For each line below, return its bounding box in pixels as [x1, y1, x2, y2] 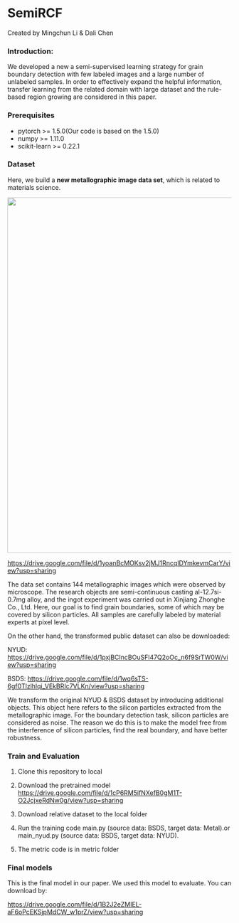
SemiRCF [7, 5, 63, 21]
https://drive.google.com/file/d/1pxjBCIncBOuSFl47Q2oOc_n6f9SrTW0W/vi [7, 653, 229, 661]
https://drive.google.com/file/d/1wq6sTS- [27, 674, 149, 683]
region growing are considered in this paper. [27, 92, 157, 101]
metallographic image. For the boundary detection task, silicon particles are [7, 710, 229, 719]
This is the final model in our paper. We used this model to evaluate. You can [7, 879, 232, 887]
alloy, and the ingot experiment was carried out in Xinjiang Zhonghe [27, 595, 225, 604]
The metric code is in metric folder [17, 845, 119, 854]
